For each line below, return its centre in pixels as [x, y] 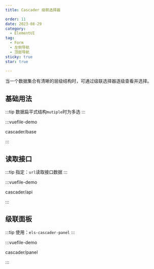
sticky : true [19, 57]
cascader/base [21, 132]
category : [16, 28]
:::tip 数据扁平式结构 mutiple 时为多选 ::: [45, 112]
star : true [17, 61]
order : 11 [16, 19]
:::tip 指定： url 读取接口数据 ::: [36, 172]
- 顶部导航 [20, 52]
